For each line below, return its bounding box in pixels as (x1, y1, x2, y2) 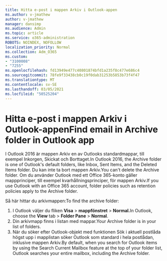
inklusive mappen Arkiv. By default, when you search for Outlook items (12, 239, 157, 246)
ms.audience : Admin (5, 26, 46, 31)
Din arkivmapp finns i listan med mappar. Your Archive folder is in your (12, 218, 156, 224)
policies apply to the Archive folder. (5, 188, 78, 194)
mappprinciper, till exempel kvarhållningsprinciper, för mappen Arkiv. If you (5, 178, 159, 184)
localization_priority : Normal (5, 45, 70, 50)
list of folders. (12, 224, 41, 230)
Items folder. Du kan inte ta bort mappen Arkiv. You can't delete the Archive (5, 167, 159, 173)
